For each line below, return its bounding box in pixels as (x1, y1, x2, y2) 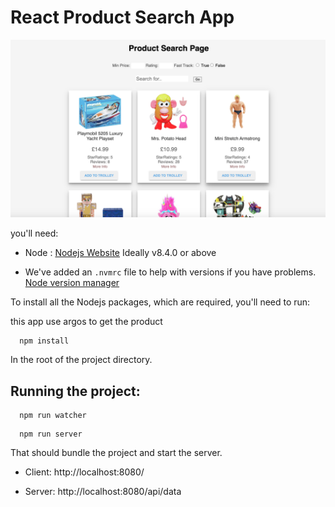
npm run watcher (19, 411, 87, 421)
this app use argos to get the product (10, 316, 163, 328)
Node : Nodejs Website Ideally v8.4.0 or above (24, 247, 217, 259)
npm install (19, 336, 70, 346)
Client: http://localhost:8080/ (24, 466, 145, 478)
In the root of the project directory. (10, 354, 153, 366)
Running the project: (10, 382, 141, 400)
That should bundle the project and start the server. (10, 447, 223, 459)
